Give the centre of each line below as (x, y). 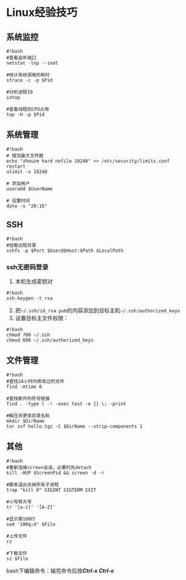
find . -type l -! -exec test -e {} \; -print (66, 404)
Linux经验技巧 (42, 13)
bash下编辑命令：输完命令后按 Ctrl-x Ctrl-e (60, 570)
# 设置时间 (18, 201)
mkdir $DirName (26, 421)
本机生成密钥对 (34, 281)
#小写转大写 (19, 502)
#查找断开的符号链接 (28, 398)
